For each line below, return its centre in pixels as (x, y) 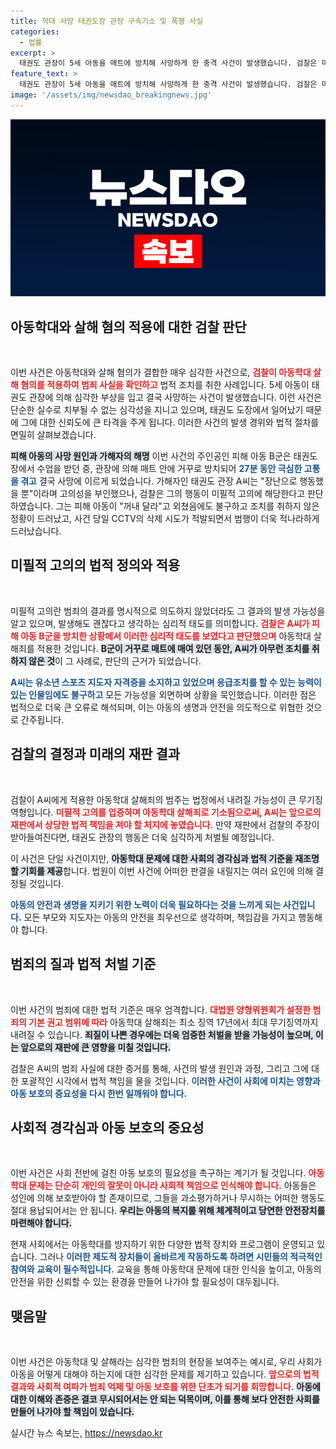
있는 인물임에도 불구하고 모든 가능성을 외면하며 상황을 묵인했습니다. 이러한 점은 (163, 694)
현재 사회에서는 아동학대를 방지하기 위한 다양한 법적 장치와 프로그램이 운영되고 (162, 1244)
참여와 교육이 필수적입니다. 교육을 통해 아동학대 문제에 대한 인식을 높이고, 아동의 (166, 1269)
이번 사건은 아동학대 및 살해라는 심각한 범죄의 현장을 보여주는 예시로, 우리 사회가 (166, 1362)
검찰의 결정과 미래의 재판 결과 (95, 754)
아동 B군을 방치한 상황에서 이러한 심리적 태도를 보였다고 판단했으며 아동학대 (166, 636)
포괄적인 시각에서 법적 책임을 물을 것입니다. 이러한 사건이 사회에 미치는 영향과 (170, 1081)
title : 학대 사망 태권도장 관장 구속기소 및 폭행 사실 (107, 21)
